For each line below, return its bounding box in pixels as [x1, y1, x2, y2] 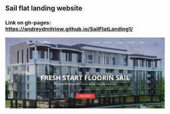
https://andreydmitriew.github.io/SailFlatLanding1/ [5, 25, 133, 32]
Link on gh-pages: [5, 19, 52, 26]
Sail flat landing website [5, 4, 82, 13]
